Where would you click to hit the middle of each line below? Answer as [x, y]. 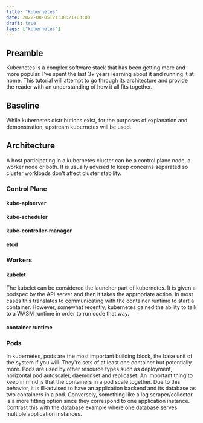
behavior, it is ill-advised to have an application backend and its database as [101, 388]
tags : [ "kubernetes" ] [34, 29]
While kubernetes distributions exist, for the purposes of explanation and [97, 120]
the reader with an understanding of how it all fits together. [79, 87]
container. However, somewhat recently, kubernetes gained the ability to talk [102, 307]
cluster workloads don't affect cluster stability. [64, 173]
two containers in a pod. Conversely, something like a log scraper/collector [99, 395]
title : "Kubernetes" [32, 12]
